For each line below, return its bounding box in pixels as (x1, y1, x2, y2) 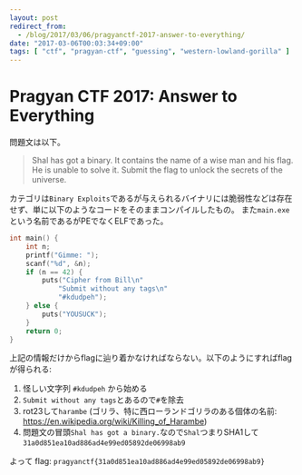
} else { (25, 302, 59, 311)
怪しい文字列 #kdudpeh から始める (22, 383, 148, 394)
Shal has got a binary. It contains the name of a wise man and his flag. (31, 155, 294, 166)
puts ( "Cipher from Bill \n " (42, 276, 144, 285)
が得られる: (9, 364, 53, 375)
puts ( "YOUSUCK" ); (42, 310, 107, 319)
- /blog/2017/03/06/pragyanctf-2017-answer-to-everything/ (17, 30, 246, 39)
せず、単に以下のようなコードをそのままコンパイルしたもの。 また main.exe (9, 204, 290, 215)
